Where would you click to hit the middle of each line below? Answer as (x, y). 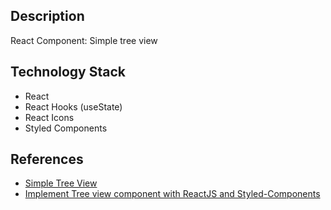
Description (47, 16)
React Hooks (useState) (73, 106)
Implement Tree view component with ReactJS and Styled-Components (172, 194)
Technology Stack (68, 72)
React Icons (49, 117)
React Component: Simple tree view (84, 40)
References (47, 159)
